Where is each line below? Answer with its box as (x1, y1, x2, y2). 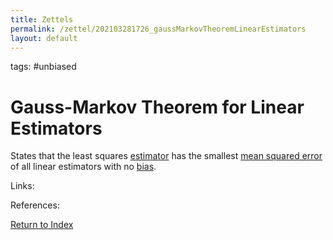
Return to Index (10, 219, 74, 231)
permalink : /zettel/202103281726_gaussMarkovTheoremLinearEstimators (10, 24, 307, 34)
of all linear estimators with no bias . (10, 161, 157, 173)
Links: (10, 180, 35, 192)
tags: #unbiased (10, 61, 77, 73)
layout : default (10, 33, 78, 43)
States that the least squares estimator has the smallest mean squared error (10, 150, 323, 162)
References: (10, 199, 60, 211)
